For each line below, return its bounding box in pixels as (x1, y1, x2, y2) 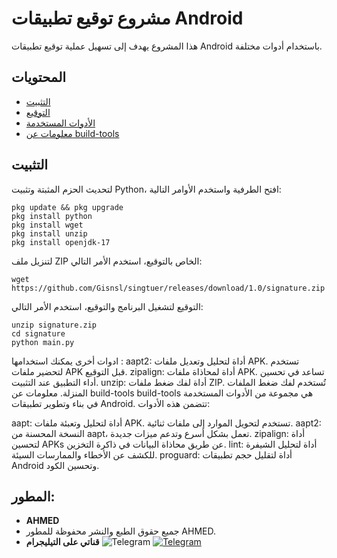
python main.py (11, 337, 75, 347)
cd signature (11, 328, 66, 339)
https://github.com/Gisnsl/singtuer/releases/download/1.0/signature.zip (11, 283, 326, 293)
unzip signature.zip (11, 320, 98, 330)
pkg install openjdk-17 (11, 237, 111, 247)
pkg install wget (11, 220, 84, 230)
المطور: (11, 488, 56, 505)
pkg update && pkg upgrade (11, 202, 124, 212)
